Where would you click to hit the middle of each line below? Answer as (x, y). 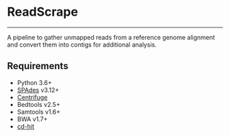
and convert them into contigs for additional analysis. (82, 45)
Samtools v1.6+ (39, 112)
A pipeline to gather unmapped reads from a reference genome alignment (111, 37)
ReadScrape (43, 12)
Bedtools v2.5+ (38, 104)
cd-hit (26, 126)
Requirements (38, 66)
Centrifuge (32, 97)
